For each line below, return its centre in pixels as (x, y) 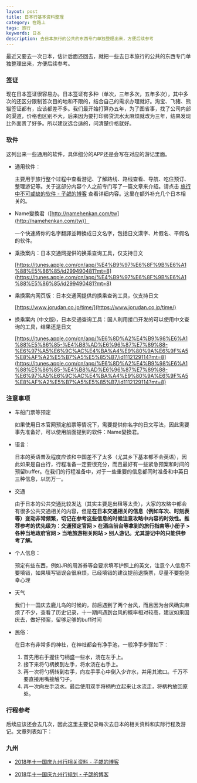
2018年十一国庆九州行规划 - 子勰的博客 (62, 774)
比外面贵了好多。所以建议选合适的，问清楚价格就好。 (70, 123)
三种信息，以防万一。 (40, 479)
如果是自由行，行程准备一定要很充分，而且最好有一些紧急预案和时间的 (104, 464)
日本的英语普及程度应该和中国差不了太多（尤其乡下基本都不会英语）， (98, 457)
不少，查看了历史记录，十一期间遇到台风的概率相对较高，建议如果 (105, 612)
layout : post (22, 11)
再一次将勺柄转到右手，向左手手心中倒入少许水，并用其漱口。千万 (103, 672)
